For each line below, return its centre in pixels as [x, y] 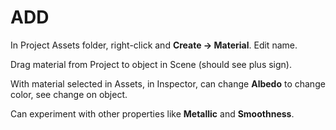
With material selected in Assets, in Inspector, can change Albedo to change [168, 83]
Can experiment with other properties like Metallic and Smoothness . [152, 113]
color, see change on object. [69, 94]
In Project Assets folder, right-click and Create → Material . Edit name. [154, 45]
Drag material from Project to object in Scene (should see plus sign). [151, 64]
